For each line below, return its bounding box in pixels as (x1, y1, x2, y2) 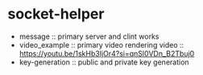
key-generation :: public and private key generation (19, 57, 190, 67)
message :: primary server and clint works (19, 31, 159, 41)
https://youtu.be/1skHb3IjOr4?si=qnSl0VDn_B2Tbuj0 (19, 48, 195, 58)
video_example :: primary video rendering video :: (19, 40, 184, 49)
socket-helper (7, 5, 105, 23)
